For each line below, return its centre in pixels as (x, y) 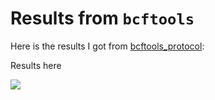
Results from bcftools (102, 18)
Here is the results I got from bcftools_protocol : (107, 46)
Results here (36, 65)
